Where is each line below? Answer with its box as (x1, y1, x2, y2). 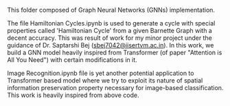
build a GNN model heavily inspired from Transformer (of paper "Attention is (7, 48, 222, 56)
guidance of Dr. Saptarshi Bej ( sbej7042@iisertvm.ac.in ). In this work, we (7, 41, 214, 49)
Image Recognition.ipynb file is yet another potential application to (7, 69, 194, 77)
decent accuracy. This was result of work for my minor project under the (7, 34, 213, 42)
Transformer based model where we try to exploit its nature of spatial (7, 76, 203, 85)
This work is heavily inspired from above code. (7, 91, 139, 99)
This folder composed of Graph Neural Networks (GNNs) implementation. (7, 6, 215, 14)
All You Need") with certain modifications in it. (7, 56, 137, 64)
